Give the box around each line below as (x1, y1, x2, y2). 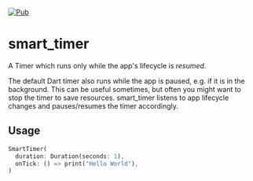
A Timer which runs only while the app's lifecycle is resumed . (8, 61, 207, 70)
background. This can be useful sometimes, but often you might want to (8, 84, 242, 94)
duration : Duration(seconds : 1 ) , (15, 152, 125, 161)
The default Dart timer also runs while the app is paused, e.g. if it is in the (8, 76, 245, 86)
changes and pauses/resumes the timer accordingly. (8, 101, 179, 110)
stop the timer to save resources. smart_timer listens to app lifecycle (8, 93, 229, 102)
